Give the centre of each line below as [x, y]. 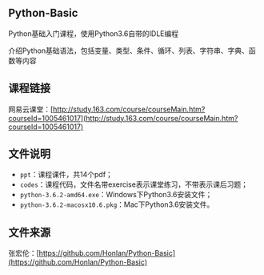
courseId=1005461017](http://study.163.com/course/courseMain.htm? [123, 118]
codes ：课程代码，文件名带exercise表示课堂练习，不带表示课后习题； [134, 184]
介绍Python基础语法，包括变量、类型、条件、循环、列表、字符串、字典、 [129, 51]
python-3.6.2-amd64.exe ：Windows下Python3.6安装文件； [116, 195]
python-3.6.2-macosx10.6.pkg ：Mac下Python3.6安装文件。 [117, 204]
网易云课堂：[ [31, 109]
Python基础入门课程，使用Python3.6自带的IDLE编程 [93, 33]
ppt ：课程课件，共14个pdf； [66, 175]
